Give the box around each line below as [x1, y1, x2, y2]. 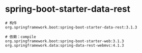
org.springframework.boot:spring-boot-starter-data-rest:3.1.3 [5, 25, 138, 30]
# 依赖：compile [5, 34, 36, 39]
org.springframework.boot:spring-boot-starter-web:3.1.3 [5, 38, 124, 44]
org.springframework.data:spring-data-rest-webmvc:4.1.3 [5, 43, 124, 48]
